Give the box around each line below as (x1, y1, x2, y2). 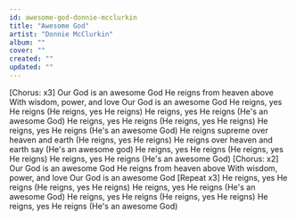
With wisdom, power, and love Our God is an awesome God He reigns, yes (9, 96, 283, 107)
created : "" (9, 54, 53, 63)
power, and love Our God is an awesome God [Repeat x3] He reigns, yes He (9, 172, 288, 183)
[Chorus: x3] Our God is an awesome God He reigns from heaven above (9, 86, 274, 98)
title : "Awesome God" (9, 21, 90, 30)
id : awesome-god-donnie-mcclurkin (9, 12, 138, 22)
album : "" (9, 37, 46, 47)
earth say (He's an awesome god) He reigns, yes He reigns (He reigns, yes (9, 143, 284, 154)
